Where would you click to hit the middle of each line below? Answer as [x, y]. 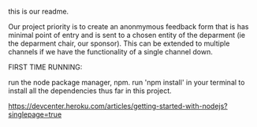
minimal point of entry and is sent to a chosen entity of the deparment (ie [127, 35]
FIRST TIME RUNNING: [45, 67]
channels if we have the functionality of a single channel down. [110, 52]
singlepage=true [35, 114]
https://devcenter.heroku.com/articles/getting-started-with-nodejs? [118, 106]
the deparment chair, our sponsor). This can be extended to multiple [119, 43]
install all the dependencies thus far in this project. [90, 91]
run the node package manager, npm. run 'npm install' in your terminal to [127, 82]
